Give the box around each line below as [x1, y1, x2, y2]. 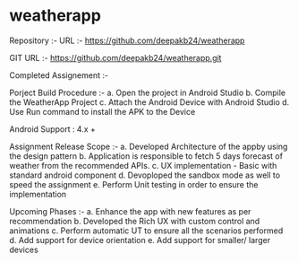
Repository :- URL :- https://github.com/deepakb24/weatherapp [9, 35, 245, 46]
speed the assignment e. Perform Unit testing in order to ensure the [9, 179, 259, 189]
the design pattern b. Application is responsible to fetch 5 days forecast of [9, 150, 284, 162]
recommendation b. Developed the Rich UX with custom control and [9, 215, 260, 226]
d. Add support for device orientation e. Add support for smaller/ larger [9, 234, 271, 245]
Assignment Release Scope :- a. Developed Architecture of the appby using [9, 141, 288, 152]
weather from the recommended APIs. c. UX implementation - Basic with [9, 160, 277, 170]
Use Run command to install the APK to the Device [9, 106, 196, 117]
